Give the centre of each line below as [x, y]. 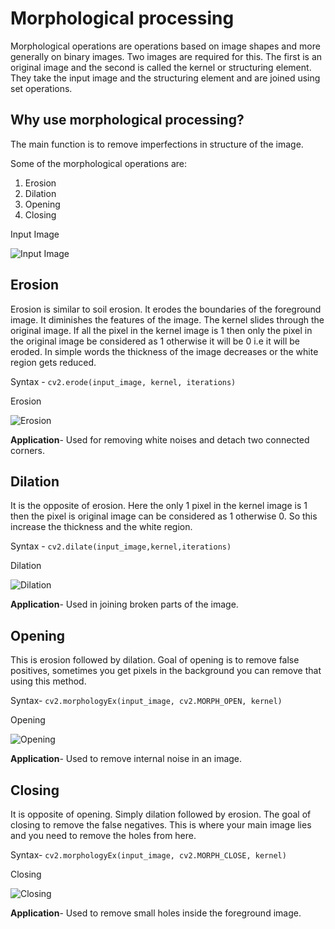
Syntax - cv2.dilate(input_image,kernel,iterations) [121, 546]
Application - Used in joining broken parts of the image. [124, 604]
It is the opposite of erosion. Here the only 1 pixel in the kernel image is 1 [159, 506]
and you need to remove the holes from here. [103, 835]
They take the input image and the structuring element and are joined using [165, 78]
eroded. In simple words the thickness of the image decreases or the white [164, 351]
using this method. [48, 681]
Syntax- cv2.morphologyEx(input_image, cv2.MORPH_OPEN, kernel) [146, 701]
